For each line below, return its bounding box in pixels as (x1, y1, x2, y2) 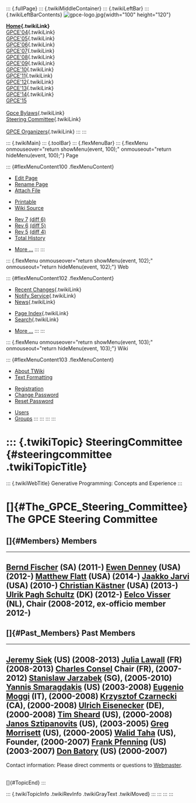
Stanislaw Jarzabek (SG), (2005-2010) (29, 673, 172, 683)
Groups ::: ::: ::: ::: (14, 415, 57, 422)
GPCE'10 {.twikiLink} (6, 66, 54, 73)
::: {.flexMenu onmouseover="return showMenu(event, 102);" (6, 257, 153, 264)
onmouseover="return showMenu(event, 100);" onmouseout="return (6, 146, 172, 153)
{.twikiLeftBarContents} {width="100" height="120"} (6, 11, 171, 18)
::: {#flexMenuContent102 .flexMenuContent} (6, 275, 114, 281)
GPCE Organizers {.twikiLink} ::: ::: (6, 128, 87, 135)
